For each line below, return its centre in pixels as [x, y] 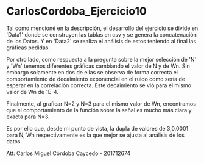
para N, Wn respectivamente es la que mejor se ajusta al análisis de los [95, 135]
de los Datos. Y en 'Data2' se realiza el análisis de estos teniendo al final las [101, 41]
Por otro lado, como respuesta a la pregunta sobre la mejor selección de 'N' [101, 59]
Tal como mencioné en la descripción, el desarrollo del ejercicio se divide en [102, 28]
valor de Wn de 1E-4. [33, 92]
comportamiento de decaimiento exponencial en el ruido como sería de [96, 79]
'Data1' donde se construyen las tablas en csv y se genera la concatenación [101, 34]
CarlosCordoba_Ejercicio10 [77, 11]
